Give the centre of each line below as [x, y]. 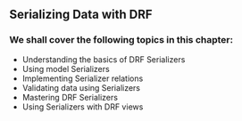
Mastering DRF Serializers [70, 97]
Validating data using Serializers [81, 87]
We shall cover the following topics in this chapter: [121, 40]
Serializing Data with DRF [81, 15]
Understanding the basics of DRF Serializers [104, 59]
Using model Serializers [66, 69]
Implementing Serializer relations [83, 78]
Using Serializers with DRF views [83, 107]
